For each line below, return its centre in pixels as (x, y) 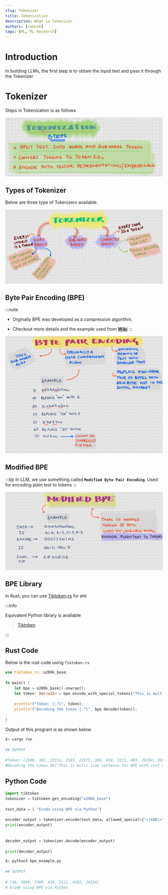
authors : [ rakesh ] (24, 27)
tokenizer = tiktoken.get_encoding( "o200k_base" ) (58, 798)
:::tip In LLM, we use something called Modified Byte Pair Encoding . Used (82, 479)
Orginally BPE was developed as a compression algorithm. (72, 319)
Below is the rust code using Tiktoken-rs (47, 663)
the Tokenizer (19, 76)
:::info (11, 606)
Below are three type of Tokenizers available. (52, 202)
